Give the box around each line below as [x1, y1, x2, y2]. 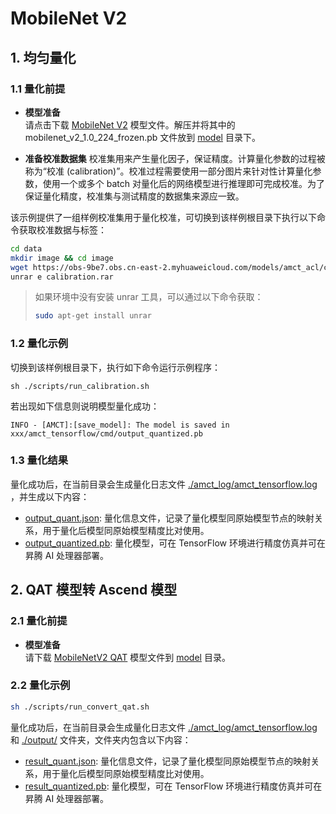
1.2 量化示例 [10, 337, 69, 351]
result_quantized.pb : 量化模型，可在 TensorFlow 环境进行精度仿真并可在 [24, 780, 323, 792]
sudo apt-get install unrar [34, 311, 152, 321]
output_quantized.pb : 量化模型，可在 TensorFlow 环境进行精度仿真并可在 [24, 537, 327, 549]
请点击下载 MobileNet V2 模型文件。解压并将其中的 [24, 118, 236, 131]
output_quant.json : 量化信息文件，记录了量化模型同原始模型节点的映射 [24, 512, 315, 524]
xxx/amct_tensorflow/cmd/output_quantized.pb [10, 428, 203, 439]
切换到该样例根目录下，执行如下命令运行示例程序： [10, 361, 221, 373]
